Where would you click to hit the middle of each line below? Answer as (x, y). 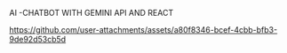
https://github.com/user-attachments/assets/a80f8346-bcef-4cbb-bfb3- (143, 30)
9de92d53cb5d (38, 39)
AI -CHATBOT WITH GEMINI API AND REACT (92, 13)
